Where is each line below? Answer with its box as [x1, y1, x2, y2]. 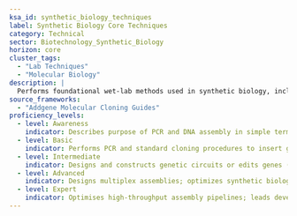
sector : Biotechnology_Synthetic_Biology [9, 37, 164, 47]
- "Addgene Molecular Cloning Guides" [17, 103, 161, 112]
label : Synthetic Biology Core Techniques [9, 21, 168, 30]
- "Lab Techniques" [17, 63, 89, 71]
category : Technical [9, 29, 86, 38]
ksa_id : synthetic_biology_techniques [9, 12, 152, 22]
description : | [9, 78, 65, 87]
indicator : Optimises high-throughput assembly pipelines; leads [25, 193, 271, 203]
